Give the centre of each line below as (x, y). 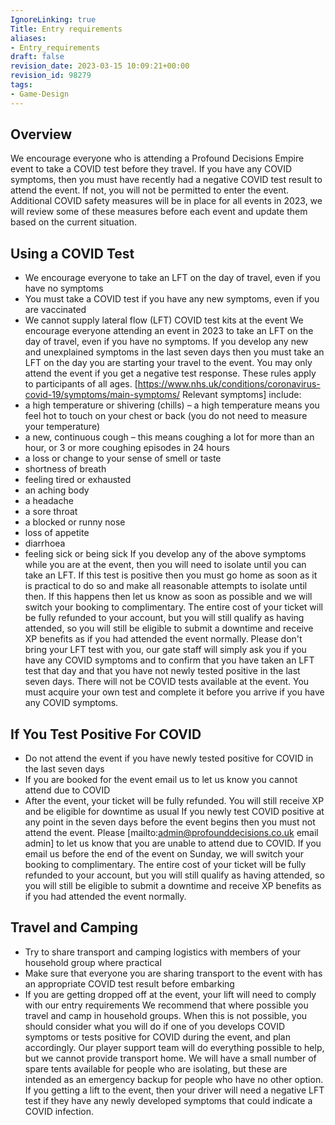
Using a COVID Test (72, 253)
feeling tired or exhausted (78, 480)
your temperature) (62, 427)
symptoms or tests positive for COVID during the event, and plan (158, 1037)
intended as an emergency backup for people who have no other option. (174, 1079)
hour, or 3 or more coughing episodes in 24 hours (127, 448)
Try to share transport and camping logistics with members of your (162, 952)
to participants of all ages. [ (81, 384)
